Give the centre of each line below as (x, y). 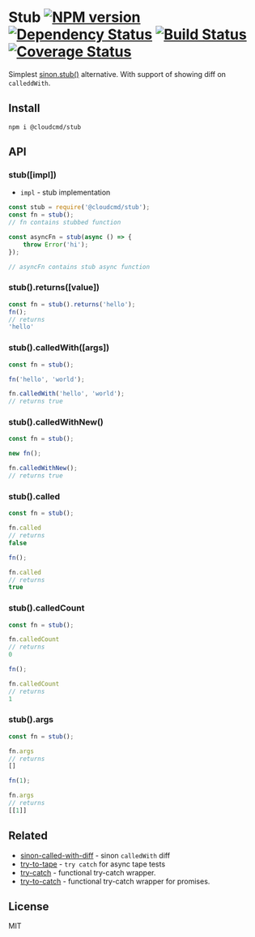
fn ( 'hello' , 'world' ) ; (47, 379)
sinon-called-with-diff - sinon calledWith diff (95, 855)
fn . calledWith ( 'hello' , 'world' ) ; (67, 394)
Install (24, 108)
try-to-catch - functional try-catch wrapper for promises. (115, 881)
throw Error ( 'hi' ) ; (56, 244)
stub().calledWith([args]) (59, 348)
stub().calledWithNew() (56, 422)
